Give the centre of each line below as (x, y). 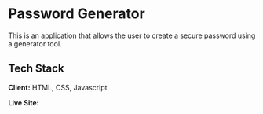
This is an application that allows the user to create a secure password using (132, 35)
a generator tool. (35, 43)
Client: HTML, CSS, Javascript (58, 87)
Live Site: (24, 102)
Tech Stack (36, 69)
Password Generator (77, 14)
